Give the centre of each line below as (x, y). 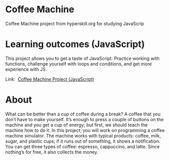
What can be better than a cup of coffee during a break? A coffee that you (83, 114)
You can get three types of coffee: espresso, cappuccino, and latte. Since (82, 146)
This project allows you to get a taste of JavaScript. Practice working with (82, 58)
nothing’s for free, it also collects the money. (52, 152)
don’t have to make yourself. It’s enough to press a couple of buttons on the (84, 119)
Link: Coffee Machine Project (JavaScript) (50, 79)
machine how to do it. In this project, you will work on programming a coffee (85, 130)
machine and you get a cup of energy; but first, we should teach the (77, 125)
